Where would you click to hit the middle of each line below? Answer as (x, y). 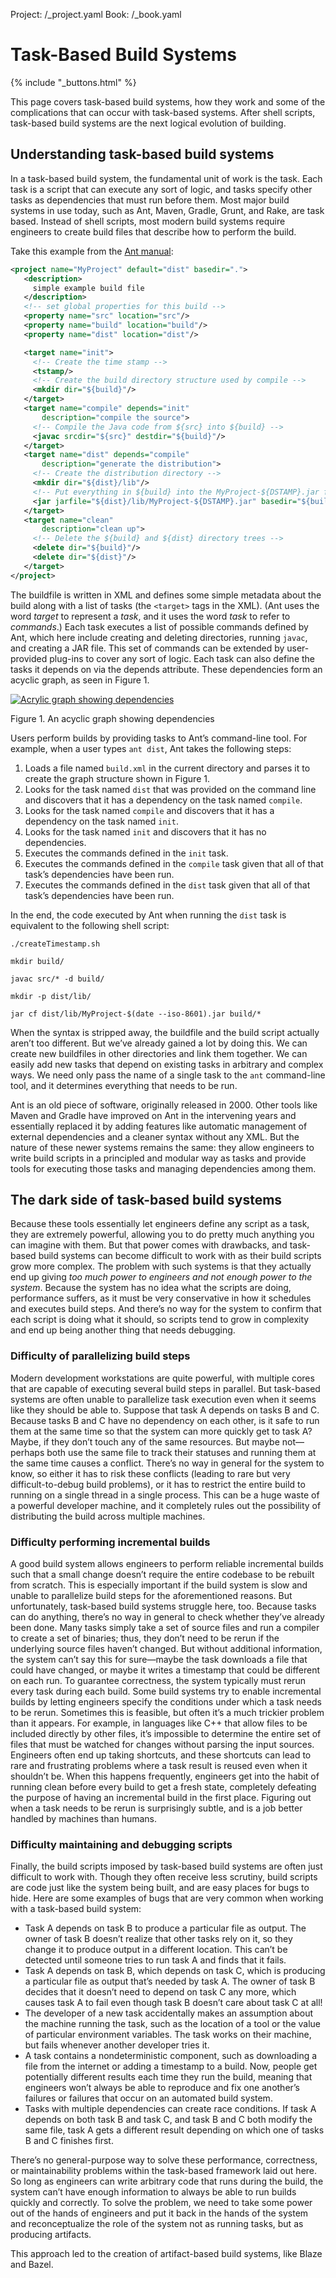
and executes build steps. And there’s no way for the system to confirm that (166, 1309)
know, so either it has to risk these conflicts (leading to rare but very (150, 1473)
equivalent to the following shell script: (90, 925)
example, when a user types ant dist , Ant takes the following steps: (151, 748)
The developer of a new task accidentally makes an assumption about (169, 2013)
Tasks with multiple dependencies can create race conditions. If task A (170, 2109)
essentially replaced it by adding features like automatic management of (159, 1126)
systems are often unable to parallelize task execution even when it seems (163, 1399)
